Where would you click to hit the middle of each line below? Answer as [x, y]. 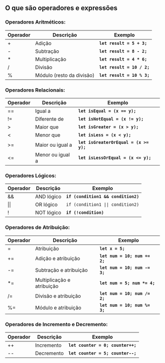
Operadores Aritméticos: [35, 22]
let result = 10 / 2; [124, 67]
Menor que [48, 135]
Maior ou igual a [54, 145]
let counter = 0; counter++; [102, 345]
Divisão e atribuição [58, 296]
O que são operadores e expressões [61, 8]
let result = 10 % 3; [124, 75]
